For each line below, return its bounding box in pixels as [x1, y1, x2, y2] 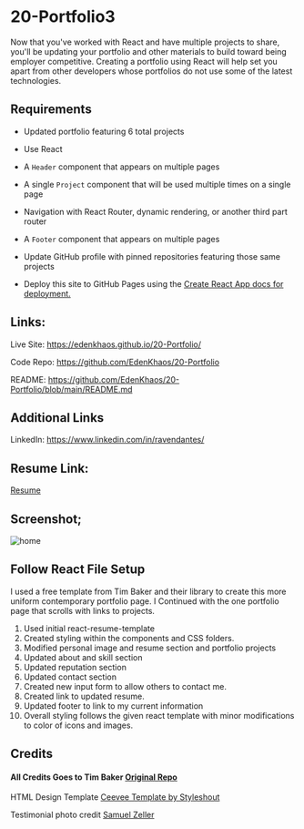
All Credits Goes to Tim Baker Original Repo [10, 772, 178, 783]
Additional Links [10, 410, 105, 425]
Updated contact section [23, 671, 117, 682]
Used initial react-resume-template [23, 622, 156, 634]
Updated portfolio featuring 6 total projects [23, 126, 185, 137]
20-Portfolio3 [10, 6, 117, 27]
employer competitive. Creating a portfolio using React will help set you [10, 56, 279, 67]
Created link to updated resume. [23, 691, 145, 701]
